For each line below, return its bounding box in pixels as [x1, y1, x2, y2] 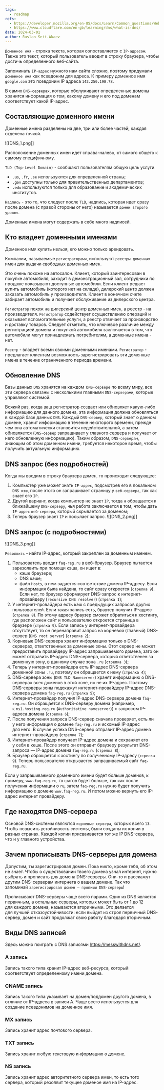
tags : [5, 7, 16, 12]
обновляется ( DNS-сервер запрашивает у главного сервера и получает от [5, 430, 157, 436]
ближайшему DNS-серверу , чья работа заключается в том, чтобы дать [12, 503, 157, 509]
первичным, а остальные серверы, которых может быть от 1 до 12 [5, 899, 144, 905]
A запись [5, 954, 28, 961]
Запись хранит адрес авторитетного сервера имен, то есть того [5, 1074, 140, 1080]
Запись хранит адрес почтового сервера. [5, 1027, 92, 1033]
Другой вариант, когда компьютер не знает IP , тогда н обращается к [12, 498, 157, 504]
